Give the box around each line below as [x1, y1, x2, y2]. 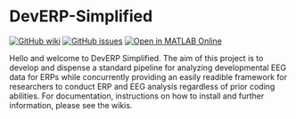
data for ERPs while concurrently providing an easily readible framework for [9, 71, 288, 82]
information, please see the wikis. [9, 99, 133, 110]
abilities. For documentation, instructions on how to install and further [9, 91, 265, 101]
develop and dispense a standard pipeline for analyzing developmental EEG [9, 62, 287, 73]
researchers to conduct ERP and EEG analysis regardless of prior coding [9, 81, 275, 91]
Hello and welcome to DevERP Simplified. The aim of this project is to [9, 52, 264, 63]
